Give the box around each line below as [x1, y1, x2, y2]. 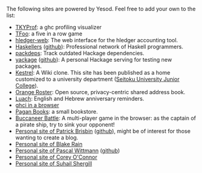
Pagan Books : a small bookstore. [15, 108, 98, 115]
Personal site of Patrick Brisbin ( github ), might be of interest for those [15, 128, 191, 134]
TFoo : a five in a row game [15, 30, 83, 37]
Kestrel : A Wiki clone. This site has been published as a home [15, 69, 170, 76]
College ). [15, 82, 39, 89]
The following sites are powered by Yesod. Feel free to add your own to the [6, 6, 196, 12]
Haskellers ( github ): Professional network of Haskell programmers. [15, 43, 184, 50]
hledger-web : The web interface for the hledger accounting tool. [15, 37, 178, 43]
